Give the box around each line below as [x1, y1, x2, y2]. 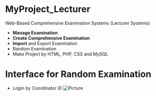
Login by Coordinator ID [12, 85, 62, 91]
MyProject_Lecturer [5, 3, 91, 15]
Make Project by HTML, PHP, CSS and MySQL [12, 51, 108, 57]
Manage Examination [12, 29, 58, 35]
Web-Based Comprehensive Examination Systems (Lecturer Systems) [5, 20, 150, 26]
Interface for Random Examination [5, 68, 151, 80]
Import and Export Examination [12, 40, 77, 46]
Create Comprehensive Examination [12, 35, 90, 41]
